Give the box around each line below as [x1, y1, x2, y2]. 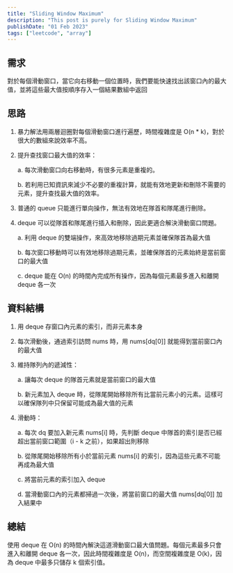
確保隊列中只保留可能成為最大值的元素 [23, 399, 134, 407]
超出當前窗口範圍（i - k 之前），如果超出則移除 [17, 437, 150, 445]
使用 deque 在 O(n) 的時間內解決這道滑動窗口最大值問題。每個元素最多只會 [7, 540, 222, 549]
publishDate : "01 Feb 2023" [7, 23, 89, 30]
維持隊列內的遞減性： [17, 360, 79, 369]
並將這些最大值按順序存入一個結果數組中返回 [19, 85, 147, 94]
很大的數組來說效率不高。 [17, 136, 91, 144]
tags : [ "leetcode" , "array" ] [7, 29, 92, 37]
